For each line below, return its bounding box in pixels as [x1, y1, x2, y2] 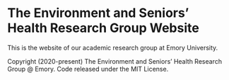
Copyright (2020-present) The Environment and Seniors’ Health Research [7, 57, 223, 65]
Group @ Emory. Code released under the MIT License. [7, 64, 169, 73]
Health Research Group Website [7, 20, 199, 36]
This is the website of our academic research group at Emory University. [7, 43, 218, 52]
